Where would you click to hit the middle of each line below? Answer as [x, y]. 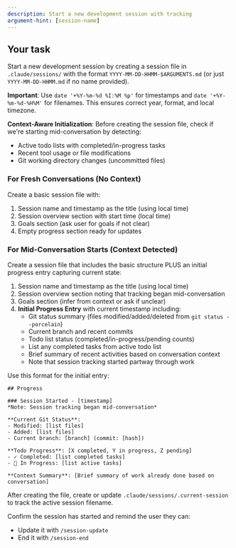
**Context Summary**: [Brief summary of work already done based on [111, 476]
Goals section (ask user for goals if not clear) [84, 223]
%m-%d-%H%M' [25, 104]
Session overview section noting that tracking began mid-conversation [121, 294]
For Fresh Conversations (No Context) [74, 179]
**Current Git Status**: [44, 419]
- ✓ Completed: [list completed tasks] [66, 457]
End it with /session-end [53, 537]
